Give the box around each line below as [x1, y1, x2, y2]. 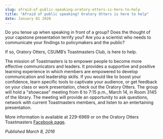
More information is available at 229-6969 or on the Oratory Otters [5, 114, 139, 120]
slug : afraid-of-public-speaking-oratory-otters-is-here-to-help [5, 7, 140, 12]
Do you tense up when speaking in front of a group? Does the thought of [5, 30, 151, 35]
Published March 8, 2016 [5, 129, 55, 135]
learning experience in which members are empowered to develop [5, 69, 138, 75]
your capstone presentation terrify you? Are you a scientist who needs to [5, 34, 151, 40]
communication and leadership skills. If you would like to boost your [5, 74, 141, 80]
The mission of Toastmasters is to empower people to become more [5, 59, 142, 64]
